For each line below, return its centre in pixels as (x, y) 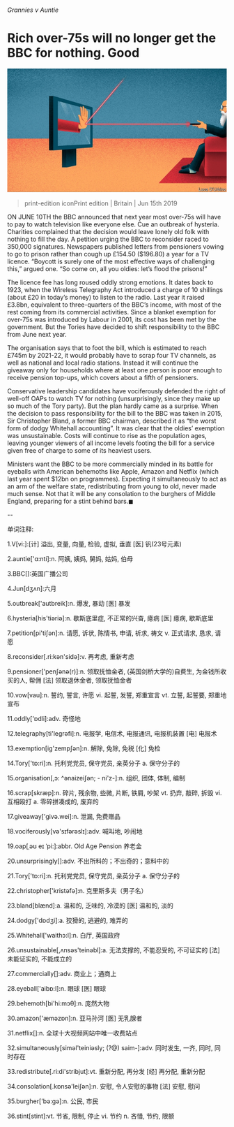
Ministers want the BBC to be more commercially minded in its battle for (110, 464)
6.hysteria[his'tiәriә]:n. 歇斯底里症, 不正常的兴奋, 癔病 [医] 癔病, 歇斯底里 (110, 618)
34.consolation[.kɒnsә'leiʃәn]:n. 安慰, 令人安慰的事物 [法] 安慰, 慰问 (104, 1086)
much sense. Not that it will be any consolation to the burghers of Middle (111, 494)
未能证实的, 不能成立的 (39, 959)
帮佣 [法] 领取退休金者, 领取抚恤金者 (80, 681)
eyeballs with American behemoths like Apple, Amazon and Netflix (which (113, 472)
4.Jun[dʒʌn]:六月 (32, 589)
